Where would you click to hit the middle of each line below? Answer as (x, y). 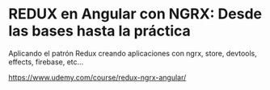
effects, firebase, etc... (46, 62)
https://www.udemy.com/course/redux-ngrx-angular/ (97, 77)
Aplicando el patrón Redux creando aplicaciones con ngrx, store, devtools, (133, 53)
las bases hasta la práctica (100, 31)
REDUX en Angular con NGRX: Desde (135, 14)
